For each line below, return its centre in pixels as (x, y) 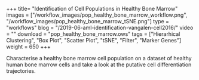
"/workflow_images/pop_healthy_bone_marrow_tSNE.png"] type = (88, 21)
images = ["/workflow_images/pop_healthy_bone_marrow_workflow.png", (97, 15)
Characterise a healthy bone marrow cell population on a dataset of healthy (99, 58)
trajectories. (21, 71)
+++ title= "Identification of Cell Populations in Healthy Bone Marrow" (92, 9)
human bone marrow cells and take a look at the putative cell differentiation (99, 64)
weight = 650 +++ (28, 47)
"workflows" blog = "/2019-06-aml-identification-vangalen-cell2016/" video (100, 27)
